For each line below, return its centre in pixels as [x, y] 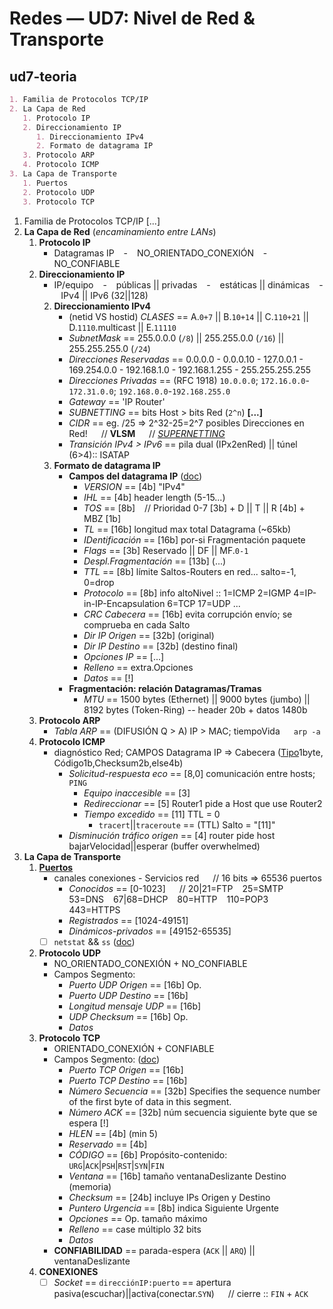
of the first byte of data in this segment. [150, 1101]
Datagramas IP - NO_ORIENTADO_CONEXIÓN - [160, 253]
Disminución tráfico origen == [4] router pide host [172, 835]
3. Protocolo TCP [59, 202]
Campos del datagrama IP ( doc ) [135, 476]
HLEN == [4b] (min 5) [113, 1133]
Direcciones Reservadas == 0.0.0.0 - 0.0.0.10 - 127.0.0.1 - [186, 359]
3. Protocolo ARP [59, 155]
